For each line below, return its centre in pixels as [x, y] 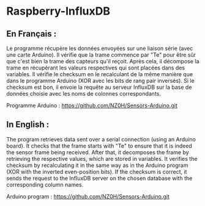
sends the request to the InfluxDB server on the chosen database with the [99, 178]
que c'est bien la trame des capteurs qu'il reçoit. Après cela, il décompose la [103, 61]
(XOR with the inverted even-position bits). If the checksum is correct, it [97, 171]
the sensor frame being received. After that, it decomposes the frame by [98, 152]
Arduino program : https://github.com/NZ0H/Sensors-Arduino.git [88, 196]
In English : [28, 125]
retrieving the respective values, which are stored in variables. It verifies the [102, 158]
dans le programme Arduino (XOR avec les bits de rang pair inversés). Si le [100, 81]
